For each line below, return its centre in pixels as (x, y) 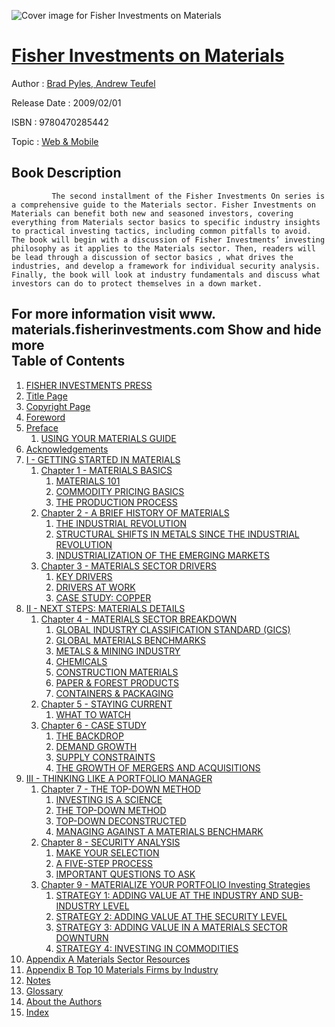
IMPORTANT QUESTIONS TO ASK (125, 874)
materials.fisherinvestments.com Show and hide (166, 330)
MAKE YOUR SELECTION (107, 852)
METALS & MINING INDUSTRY (118, 651)
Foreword (45, 417)
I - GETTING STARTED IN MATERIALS (103, 459)
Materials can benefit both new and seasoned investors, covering (152, 213)
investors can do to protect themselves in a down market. (137, 283)
